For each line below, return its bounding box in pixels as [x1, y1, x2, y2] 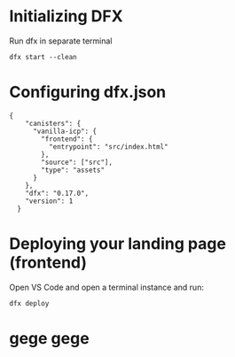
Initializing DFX [9, 6, 123, 27]
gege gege [9, 329, 90, 348]
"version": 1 [25, 197, 74, 206]
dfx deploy [9, 299, 50, 307]
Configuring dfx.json [9, 82, 167, 103]
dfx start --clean [9, 52, 77, 61]
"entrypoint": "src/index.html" [48, 142, 168, 151]
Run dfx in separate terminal [9, 35, 113, 46]
